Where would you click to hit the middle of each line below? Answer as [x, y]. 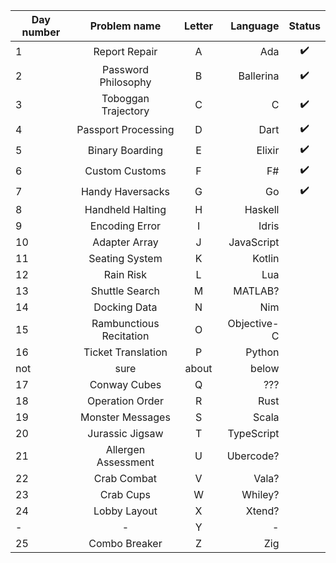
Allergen [125, 449]
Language [255, 26]
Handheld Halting [125, 209]
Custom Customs [125, 171]
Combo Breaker [125, 543]
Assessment [125, 462]
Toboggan [125, 98]
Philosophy [125, 82]
